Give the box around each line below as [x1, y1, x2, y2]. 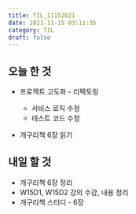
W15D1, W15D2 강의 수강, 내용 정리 [19, 187, 129, 197]
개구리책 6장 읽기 [19, 131, 73, 140]
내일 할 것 [8, 155, 52, 169]
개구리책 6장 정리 [19, 178, 73, 187]
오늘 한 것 [8, 65, 52, 78]
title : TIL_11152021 [8, 11, 76, 20]
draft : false [8, 33, 51, 42]
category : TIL [8, 26, 55, 34]
